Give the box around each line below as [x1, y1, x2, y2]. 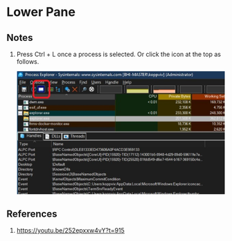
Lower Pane [6, 4, 75, 20]
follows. [16, 57, 39, 66]
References [6, 208, 57, 220]
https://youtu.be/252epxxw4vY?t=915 [16, 226, 125, 234]
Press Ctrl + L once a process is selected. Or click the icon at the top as [16, 50, 221, 58]
